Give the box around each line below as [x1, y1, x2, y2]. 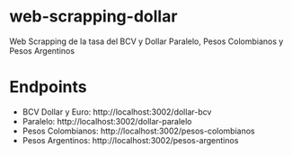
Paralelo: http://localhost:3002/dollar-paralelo [22, 116, 192, 126]
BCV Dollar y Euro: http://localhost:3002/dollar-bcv [22, 106, 212, 117]
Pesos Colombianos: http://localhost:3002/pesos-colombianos [22, 125, 256, 136]
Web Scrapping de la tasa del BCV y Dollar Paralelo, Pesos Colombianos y [9, 36, 284, 47]
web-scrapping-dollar [9, 6, 178, 27]
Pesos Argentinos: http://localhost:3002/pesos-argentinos [22, 134, 239, 145]
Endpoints [9, 77, 87, 98]
